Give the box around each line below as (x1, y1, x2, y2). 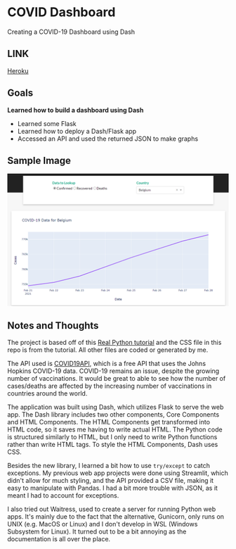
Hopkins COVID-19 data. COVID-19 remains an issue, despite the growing (7, 367, 220, 375)
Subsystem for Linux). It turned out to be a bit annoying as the (7, 527, 187, 536)
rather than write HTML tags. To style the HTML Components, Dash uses (7, 441, 218, 449)
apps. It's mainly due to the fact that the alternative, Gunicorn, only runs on (7, 512, 225, 521)
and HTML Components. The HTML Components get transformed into (7, 418, 211, 427)
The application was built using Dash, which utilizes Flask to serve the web (7, 403, 224, 412)
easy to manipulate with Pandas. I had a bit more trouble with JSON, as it (7, 484, 218, 493)
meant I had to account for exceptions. (7, 491, 119, 500)
